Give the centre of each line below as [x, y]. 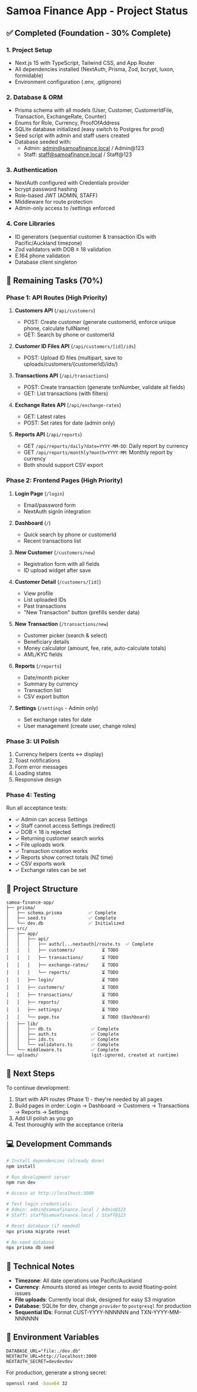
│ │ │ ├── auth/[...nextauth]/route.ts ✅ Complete [80, 944]
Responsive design [38, 780]
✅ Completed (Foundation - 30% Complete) [88, 33]
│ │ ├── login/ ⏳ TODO [62, 980]
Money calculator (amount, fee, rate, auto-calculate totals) [95, 648]
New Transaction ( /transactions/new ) [61, 624]
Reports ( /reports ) [38, 666]
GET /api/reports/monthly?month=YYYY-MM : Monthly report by [98, 452]
